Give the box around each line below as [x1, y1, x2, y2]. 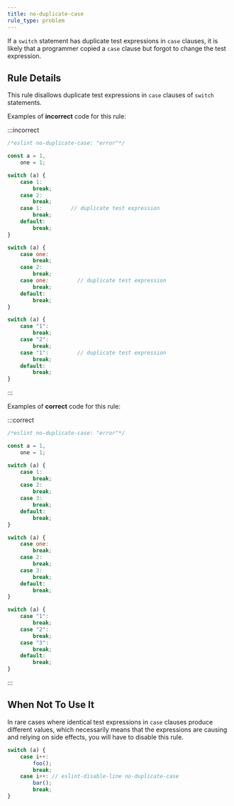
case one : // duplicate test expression [20, 277, 167, 285]
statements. [7, 99, 43, 107]
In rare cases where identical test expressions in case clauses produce [7, 717, 213, 726]
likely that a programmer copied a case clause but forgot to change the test [7, 44, 227, 53]
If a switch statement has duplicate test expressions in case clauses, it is [7, 36, 218, 45]
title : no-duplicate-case [7, 10, 84, 18]
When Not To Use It [7, 699, 94, 711]
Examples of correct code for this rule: [7, 402, 121, 411]
